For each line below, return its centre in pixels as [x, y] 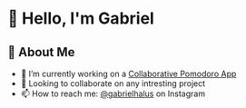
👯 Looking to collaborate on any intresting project [113, 83]
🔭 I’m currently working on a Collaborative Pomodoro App [128, 74]
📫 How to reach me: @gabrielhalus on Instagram [113, 93]
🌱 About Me [41, 52]
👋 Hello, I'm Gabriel [81, 19]
